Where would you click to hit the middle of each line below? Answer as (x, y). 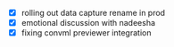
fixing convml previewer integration (86, 33)
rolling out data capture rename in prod (93, 13)
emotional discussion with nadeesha (88, 23)
